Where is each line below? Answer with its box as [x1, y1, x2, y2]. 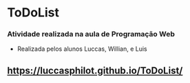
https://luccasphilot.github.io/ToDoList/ [7, 64, 183, 76]
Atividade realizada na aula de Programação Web [7, 29, 176, 39]
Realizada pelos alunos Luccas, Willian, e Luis [17, 45, 147, 53]
